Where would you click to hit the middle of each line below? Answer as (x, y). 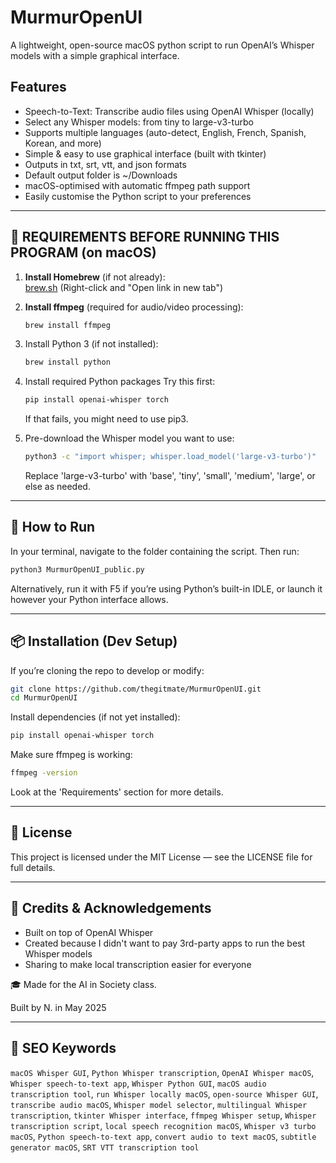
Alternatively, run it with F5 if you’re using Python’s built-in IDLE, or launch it (166, 588)
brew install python (67, 362)
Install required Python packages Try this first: (120, 382)
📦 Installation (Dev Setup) (94, 641)
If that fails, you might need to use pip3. (106, 419)
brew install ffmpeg (67, 325)
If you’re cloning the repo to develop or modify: (107, 670)
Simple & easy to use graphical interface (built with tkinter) (145, 153)
